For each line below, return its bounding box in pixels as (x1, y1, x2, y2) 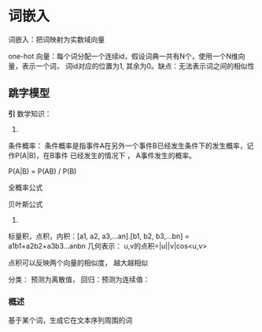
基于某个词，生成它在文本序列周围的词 (8, 315, 132, 325)
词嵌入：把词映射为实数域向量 (8, 35, 105, 44)
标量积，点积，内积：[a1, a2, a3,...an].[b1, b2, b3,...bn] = (8, 231, 190, 241)
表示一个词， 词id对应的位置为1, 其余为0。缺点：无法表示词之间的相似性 (21, 61, 255, 71)
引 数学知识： (8, 109, 52, 118)
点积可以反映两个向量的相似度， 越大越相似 (8, 257, 148, 267)
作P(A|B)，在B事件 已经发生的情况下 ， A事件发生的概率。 (8, 150, 197, 160)
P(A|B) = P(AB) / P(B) (8, 166, 77, 175)
